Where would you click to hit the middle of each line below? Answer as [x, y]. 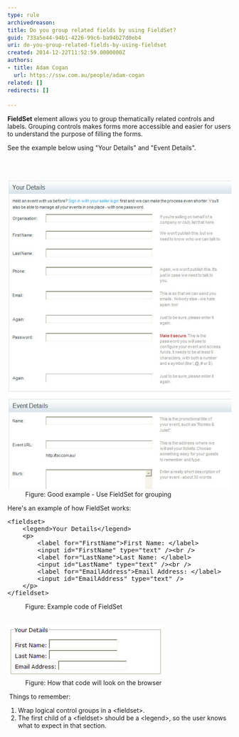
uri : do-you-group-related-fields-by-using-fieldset [87, 45]
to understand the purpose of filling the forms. [75, 134]
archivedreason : [31, 22]
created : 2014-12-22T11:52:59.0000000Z [67, 53]
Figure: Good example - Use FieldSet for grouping [99, 495]
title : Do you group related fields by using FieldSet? [92, 30]
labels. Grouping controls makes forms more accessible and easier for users [119, 127]
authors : [20, 61]
